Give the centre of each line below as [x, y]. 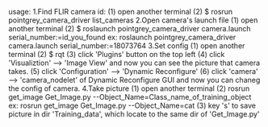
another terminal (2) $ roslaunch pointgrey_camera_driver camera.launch [130, 29]
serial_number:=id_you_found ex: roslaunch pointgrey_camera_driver [122, 37]
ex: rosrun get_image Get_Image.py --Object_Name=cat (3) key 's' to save [132, 105]
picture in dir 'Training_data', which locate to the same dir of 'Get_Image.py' [134, 114]
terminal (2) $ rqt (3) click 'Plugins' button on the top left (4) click [117, 54]
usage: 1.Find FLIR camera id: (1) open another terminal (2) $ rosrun [121, 12]
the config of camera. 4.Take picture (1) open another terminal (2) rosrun [129, 88]
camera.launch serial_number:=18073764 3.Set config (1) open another [127, 46]
